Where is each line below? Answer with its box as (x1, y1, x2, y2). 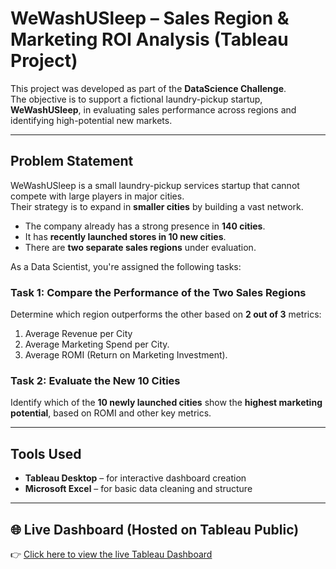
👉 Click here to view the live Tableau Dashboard (10, 548, 213, 560)
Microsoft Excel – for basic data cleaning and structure (24, 483, 253, 495)
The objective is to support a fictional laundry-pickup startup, (10, 93, 263, 105)
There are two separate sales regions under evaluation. (24, 241, 257, 253)
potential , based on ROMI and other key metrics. (10, 407, 212, 419)
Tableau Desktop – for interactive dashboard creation (24, 472, 247, 484)
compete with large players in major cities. (10, 190, 185, 202)
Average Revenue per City (24, 328, 133, 340)
